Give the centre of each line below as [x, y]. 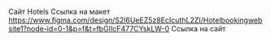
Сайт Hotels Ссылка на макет [59, 12]
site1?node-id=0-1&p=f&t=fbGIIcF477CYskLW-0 [89, 29]
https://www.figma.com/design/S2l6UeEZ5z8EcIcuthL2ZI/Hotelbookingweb [135, 20]
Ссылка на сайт [198, 29]
